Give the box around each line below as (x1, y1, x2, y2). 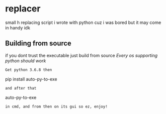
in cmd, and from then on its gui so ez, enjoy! (5, 104, 108, 109)
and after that (5, 86, 37, 91)
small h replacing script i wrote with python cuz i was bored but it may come (5, 19, 162, 25)
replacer (5, 3, 41, 14)
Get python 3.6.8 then (5, 67, 52, 72)
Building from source (5, 39, 72, 48)
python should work (5, 58, 46, 64)
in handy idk (5, 24, 31, 30)
